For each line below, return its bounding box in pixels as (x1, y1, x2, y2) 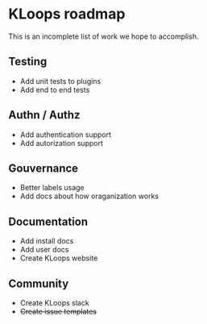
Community (8, 276, 69, 290)
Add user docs (19, 245, 69, 255)
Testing (8, 55, 48, 69)
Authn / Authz (8, 108, 81, 122)
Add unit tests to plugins (19, 76, 101, 85)
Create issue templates (19, 307, 97, 316)
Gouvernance (8, 161, 79, 175)
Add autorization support (19, 138, 103, 147)
